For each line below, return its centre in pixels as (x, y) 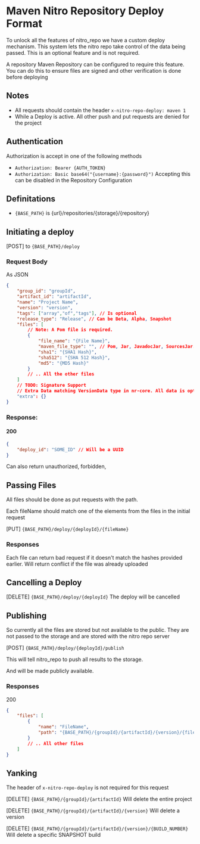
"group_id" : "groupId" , (46, 291)
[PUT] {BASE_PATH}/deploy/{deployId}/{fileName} (68, 529)
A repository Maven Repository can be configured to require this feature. (95, 64)
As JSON (17, 275)
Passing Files (31, 485)
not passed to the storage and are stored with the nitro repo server (88, 637)
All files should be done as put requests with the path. (72, 499)
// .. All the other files (61, 374)
